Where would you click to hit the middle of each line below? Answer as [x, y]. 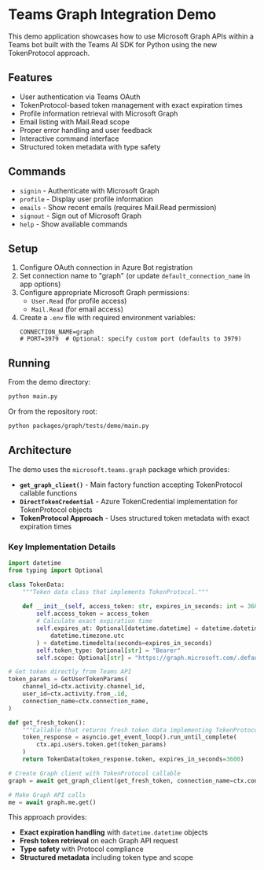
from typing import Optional [56, 570]
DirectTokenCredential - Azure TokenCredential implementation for [128, 501]
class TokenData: [37, 584]
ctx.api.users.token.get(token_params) [102, 745]
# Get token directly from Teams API [70, 672]
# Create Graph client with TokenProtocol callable [94, 773]
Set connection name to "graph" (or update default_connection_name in [135, 276]
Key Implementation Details [62, 547]
